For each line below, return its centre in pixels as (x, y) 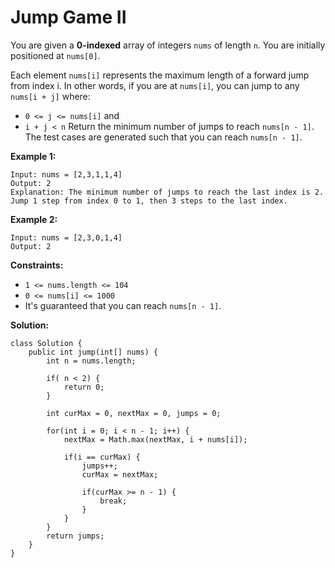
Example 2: (34, 219)
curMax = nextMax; (120, 474)
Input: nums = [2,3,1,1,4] (66, 174)
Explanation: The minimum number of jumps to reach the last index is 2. (167, 192)
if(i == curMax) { (102, 457)
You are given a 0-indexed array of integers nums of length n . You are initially (168, 45)
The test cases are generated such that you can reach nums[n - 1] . (163, 137)
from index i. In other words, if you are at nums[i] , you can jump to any (155, 85)
